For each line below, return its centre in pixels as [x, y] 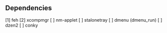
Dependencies [29, 8]
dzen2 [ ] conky [22, 25]
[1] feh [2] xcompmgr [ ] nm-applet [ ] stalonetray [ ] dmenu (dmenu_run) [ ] [84, 20]
